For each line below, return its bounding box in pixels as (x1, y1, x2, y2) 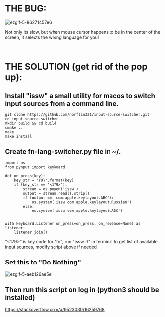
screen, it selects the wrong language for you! (5, 34, 99, 40)
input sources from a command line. (5, 99, 119, 107)
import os (5, 160, 26, 165)
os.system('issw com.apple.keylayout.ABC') (31, 208, 123, 213)
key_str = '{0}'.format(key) (14, 178, 74, 183)
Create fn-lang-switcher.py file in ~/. (5, 147, 121, 156)
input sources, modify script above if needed (5, 244, 97, 250)
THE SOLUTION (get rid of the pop (5, 61, 148, 72)
